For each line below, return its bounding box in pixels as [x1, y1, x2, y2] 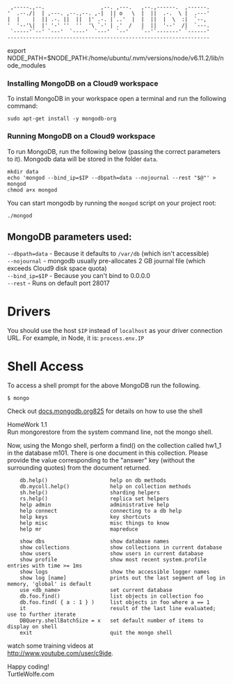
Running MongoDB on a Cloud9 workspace [7, 132, 156, 141]
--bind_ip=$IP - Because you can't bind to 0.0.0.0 [7, 272, 151, 280]
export [7, 47, 26, 54]
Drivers [7, 304, 51, 319]
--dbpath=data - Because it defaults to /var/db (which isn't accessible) [7, 249, 209, 258]
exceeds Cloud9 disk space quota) [7, 264, 107, 272]
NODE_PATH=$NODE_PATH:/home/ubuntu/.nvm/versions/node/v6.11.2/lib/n [7, 54, 224, 62]
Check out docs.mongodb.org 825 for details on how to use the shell [7, 407, 203, 415]
